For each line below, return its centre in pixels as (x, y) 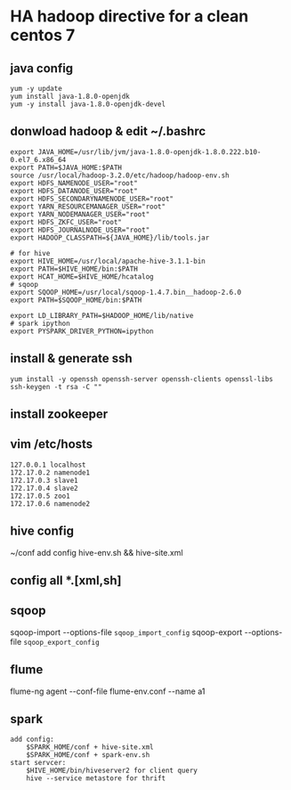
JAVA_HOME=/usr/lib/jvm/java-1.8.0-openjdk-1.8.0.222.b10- (150, 152)
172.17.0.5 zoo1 (40, 496)
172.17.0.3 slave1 (44, 480)
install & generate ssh (71, 358)
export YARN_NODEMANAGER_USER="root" (80, 214)
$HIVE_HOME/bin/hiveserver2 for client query (112, 771)
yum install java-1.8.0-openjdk (70, 96)
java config (42, 68)
